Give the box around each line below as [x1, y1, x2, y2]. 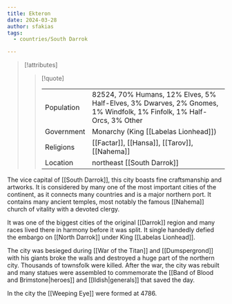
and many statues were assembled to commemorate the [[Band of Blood [7, 269, 214, 277]
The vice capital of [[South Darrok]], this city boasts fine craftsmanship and [7, 175, 222, 184]
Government [44, 127, 86, 137]
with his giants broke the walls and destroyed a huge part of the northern [7, 254, 215, 263]
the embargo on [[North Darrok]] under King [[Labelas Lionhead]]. [7, 233, 195, 242]
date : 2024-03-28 [7, 17, 57, 23]
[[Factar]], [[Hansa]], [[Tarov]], [92, 138, 193, 148]
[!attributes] [23, 61, 58, 69]
